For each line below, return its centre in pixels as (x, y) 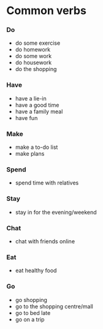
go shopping (31, 300)
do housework (33, 62)
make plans (30, 154)
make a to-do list (36, 147)
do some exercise (38, 43)
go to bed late (33, 312)
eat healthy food (36, 271)
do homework (33, 50)
